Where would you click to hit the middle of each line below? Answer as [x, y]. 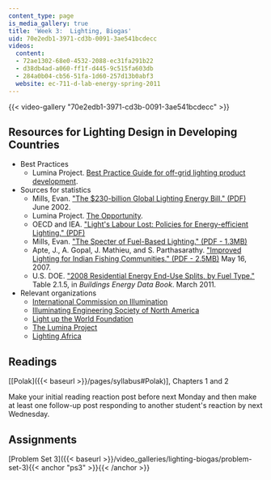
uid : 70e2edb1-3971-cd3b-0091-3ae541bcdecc [83, 38]
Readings [33, 361]
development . [55, 181]
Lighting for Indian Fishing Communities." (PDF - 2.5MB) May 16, [139, 259]
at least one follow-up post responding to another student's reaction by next [135, 406]
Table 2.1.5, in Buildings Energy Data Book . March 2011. [124, 285]
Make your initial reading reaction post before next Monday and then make [133, 397]
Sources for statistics [55, 190]
